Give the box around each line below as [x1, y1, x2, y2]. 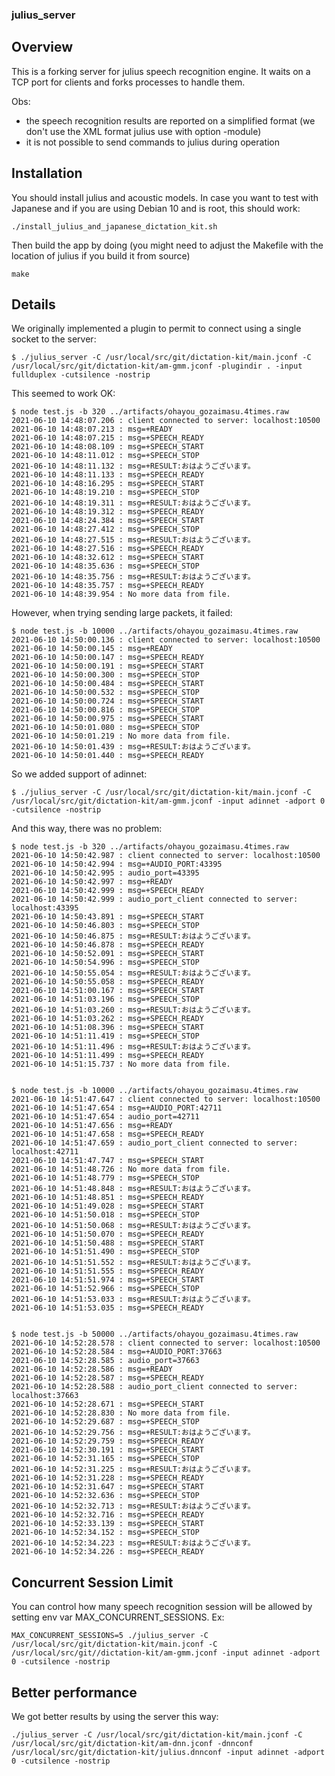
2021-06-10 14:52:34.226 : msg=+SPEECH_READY [11, 1547, 204, 1557]
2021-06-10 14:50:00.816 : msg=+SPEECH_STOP [11, 705, 200, 715]
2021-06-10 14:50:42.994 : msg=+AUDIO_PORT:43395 [11, 859, 223, 870]
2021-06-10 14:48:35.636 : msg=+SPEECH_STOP [11, 561, 200, 572]
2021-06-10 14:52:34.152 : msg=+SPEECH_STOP [11, 1528, 200, 1538]
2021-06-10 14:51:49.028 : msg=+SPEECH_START [11, 1201, 204, 1212]
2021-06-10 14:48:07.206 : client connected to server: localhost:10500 [11, 416, 321, 426]
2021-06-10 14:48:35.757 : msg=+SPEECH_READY [11, 581, 204, 591]
